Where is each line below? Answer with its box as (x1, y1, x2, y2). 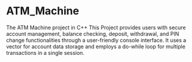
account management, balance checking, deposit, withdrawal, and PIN (6, 30, 180, 37)
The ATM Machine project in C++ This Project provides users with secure (6, 24, 186, 31)
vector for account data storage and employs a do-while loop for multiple (6, 43, 185, 50)
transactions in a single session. (6, 49, 85, 56)
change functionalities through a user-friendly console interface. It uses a (6, 36, 187, 44)
